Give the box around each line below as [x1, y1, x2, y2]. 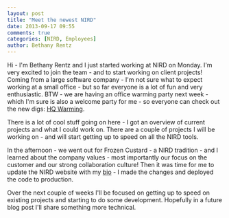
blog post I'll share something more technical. [7, 204, 136, 211]
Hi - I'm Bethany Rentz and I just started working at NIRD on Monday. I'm [7, 61, 213, 69]
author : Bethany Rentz [7, 42, 72, 49]
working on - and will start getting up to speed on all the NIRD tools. [7, 133, 199, 141]
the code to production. [7, 175, 74, 183]
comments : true [7, 29, 51, 36]
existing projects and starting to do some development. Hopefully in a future [7, 196, 223, 204]
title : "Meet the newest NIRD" [7, 17, 97, 23]
